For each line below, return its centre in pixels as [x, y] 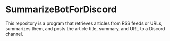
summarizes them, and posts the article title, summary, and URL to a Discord [85, 28]
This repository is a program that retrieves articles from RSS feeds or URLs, [84, 23]
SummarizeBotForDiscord [61, 9]
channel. [14, 34]
